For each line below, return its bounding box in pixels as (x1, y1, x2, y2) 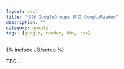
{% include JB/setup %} (6, 46, 65, 53)
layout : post (6, 8, 38, 15)
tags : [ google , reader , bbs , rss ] (6, 30, 91, 36)
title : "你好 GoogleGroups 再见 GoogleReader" (6, 14, 119, 20)
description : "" (6, 19, 46, 25)
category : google (6, 25, 49, 31)
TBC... (6, 58, 22, 65)
